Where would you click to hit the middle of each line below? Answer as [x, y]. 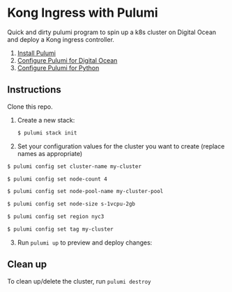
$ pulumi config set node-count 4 [57, 179]
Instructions [34, 90]
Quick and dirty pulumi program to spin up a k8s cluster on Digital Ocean [112, 32]
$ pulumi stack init [47, 133]
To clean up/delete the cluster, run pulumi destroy [79, 281]
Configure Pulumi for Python [58, 68]
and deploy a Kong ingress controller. [61, 39]
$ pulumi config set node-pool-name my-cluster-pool [85, 192]
